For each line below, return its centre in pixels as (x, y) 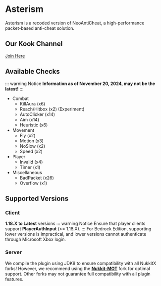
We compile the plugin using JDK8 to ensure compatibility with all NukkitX (81, 263)
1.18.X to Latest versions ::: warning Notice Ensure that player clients (75, 224)
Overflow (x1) (33, 183)
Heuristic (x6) (34, 125)
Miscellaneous (27, 172)
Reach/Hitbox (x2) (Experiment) (52, 109)
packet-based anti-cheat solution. (40, 28)
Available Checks (33, 71)
